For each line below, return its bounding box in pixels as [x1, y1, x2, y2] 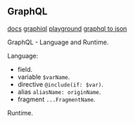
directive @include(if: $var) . [17, 80, 104, 89]
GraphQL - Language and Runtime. [7, 38, 109, 46]
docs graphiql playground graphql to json [7, 24, 128, 32]
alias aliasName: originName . [17, 87, 102, 96]
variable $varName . [17, 72, 71, 81]
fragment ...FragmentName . [17, 95, 96, 103]
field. [17, 65, 33, 73]
